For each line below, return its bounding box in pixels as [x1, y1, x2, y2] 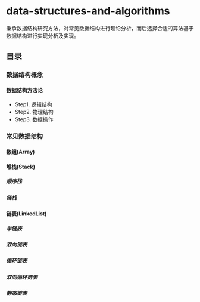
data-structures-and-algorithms [6, 4, 171, 18]
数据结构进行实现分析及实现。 [6, 32, 79, 39]
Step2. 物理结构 [14, 109, 54, 116]
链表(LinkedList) [6, 210, 47, 217]
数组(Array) [6, 148, 35, 155]
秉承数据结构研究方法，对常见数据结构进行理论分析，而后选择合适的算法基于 [6, 24, 194, 32]
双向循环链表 [6, 273, 37, 281]
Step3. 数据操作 [14, 116, 54, 123]
